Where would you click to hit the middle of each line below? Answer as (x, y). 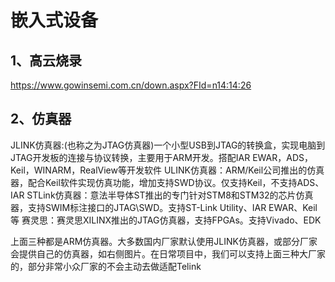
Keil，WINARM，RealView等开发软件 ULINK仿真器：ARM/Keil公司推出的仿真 (167, 170)
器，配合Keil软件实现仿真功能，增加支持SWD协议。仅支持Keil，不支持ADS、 (167, 182)
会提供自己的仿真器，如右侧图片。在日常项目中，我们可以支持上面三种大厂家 (168, 253)
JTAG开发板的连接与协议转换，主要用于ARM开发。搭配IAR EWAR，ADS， (161, 157)
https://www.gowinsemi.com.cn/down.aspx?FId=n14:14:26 (131, 85)
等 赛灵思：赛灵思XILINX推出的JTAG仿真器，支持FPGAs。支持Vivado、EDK (166, 220)
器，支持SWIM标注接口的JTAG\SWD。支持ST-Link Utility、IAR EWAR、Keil (164, 207)
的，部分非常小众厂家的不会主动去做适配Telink (106, 266)
